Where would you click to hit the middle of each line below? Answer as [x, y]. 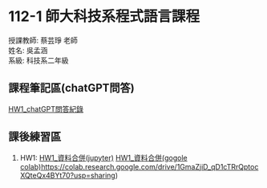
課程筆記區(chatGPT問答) [71, 88]
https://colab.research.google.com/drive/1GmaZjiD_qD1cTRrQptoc [150, 166]
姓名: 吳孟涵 [28, 50]
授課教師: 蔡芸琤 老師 [43, 40]
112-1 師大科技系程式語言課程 [104, 16]
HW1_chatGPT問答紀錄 [46, 108]
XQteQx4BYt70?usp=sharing [68, 175]
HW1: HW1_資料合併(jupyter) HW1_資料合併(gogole [103, 157]
